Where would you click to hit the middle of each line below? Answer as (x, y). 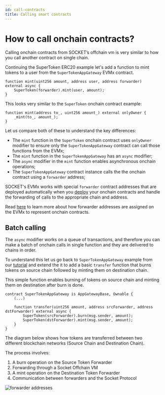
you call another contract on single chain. (47, 58)
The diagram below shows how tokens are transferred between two (74, 338)
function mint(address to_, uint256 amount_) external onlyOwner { (76, 113)
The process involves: (28, 353)
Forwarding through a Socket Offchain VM (55, 368)
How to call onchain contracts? (70, 39)
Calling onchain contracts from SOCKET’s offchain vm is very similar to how (82, 52)
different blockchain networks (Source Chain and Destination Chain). (75, 343)
